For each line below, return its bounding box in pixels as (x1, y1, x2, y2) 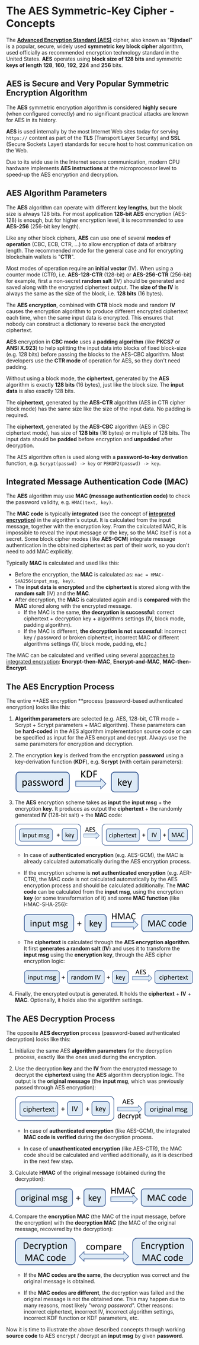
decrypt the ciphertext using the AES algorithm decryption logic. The (14, 1072, 185, 1079)
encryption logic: (23, 957, 65, 964)
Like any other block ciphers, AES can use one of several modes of (6, 234, 171, 241)
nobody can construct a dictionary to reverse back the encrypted (6, 320, 166, 327)
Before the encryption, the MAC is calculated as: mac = (14, 571, 149, 578)
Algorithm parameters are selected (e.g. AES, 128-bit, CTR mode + (14, 715, 180, 722)
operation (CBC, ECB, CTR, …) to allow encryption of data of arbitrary (6, 240, 176, 247)
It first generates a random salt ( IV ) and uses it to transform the (23, 945, 180, 952)
